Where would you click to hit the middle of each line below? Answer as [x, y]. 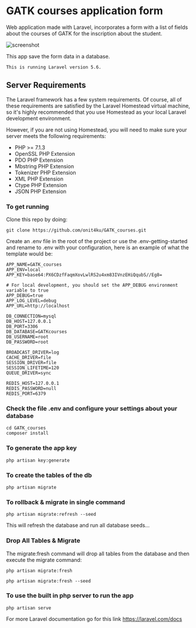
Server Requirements [46, 85]
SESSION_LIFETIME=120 [33, 368]
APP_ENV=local [24, 270]
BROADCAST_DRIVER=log [33, 352]
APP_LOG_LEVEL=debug [32, 301]
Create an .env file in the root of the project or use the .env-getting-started [97, 241]
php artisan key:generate [38, 460]
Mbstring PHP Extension [44, 166]
